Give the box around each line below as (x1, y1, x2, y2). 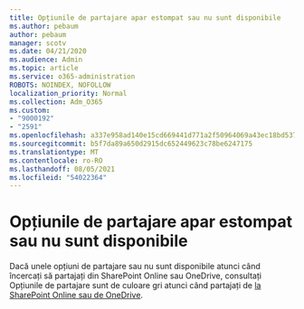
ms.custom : (9, 106, 51, 115)
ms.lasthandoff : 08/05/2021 (9, 164, 116, 173)
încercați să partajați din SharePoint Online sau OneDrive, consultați (9, 270, 262, 281)
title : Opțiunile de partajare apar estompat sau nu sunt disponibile (9, 13, 281, 23)
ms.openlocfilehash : (9, 131, 88, 140)
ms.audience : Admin (9, 55, 83, 64)
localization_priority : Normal (9, 89, 128, 98)
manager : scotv (9, 38, 67, 48)
